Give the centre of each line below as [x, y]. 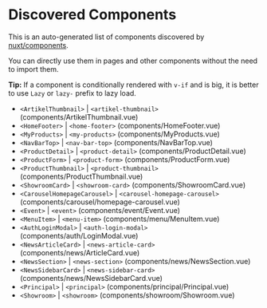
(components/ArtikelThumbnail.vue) [79, 116]
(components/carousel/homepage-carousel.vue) [100, 202]
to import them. [33, 69]
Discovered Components [92, 15]
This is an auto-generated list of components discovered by [106, 37]
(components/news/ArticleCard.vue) [80, 252]
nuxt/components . [39, 45]
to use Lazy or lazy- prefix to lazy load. [73, 93]
